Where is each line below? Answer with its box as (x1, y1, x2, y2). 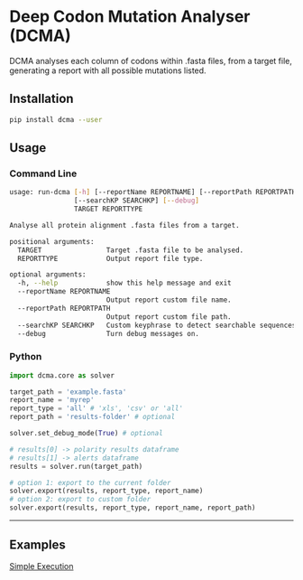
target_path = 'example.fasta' (9, 387, 127, 397)
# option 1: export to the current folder (9, 478, 171, 487)
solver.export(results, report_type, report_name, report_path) (9, 503, 256, 512)
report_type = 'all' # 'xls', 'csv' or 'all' (9, 404, 183, 413)
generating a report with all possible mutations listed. (9, 65, 207, 76)
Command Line (9, 167, 78, 180)
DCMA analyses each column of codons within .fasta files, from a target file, (9, 55, 293, 66)
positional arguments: (9, 237, 95, 246)
